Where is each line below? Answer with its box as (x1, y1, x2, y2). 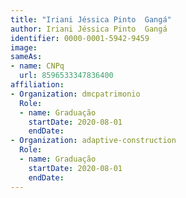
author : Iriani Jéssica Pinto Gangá (10, 24, 168, 34)
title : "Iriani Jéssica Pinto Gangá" (10, 14, 172, 25)
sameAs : (10, 52, 43, 62)
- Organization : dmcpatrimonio (10, 89, 141, 99)
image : (10, 42, 38, 53)
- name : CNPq (10, 61, 65, 71)
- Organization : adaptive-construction (10, 136, 177, 146)
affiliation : (10, 80, 65, 90)
